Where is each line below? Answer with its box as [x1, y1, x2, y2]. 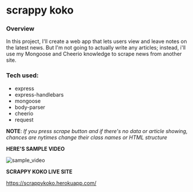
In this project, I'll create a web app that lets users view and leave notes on [6, 38, 187, 45]
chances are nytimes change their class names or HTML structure [6, 134, 168, 141]
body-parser [14, 104, 45, 111]
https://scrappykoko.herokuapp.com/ [6, 179, 96, 186]
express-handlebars [14, 91, 64, 98]
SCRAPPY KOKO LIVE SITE [6, 168, 72, 175]
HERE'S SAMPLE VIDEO [6, 145, 65, 152]
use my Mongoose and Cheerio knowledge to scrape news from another [6, 51, 182, 58]
